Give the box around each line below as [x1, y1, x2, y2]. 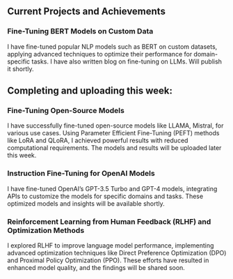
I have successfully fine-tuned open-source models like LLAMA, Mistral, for [7, 121, 224, 130]
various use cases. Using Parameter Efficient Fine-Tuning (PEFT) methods [7, 129, 220, 137]
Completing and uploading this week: [7, 85, 172, 97]
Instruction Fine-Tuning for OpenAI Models [7, 169, 155, 179]
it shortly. [7, 64, 34, 73]
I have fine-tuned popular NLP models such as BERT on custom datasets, [7, 42, 218, 51]
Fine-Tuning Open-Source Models [7, 106, 125, 115]
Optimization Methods [7, 225, 85, 235]
